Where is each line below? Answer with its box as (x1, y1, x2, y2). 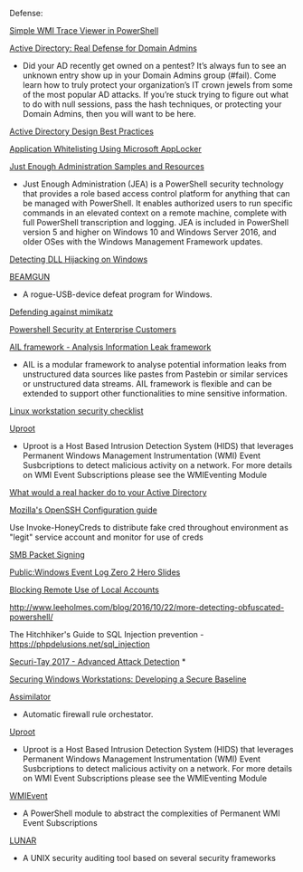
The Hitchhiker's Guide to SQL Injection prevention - (9, 629, 204, 639)
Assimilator (9, 692, 52, 702)
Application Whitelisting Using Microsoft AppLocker (9, 144, 202, 154)
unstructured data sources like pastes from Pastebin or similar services (22, 369, 289, 379)
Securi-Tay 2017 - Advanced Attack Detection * (9, 656, 186, 666)
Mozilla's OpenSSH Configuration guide (9, 504, 158, 515)
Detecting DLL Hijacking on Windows (9, 254, 148, 264)
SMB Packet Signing (9, 550, 86, 560)
